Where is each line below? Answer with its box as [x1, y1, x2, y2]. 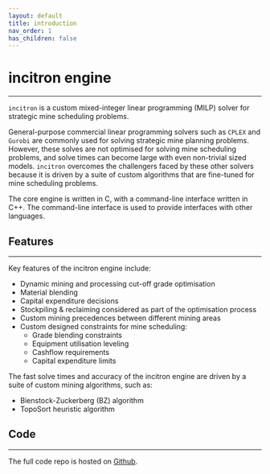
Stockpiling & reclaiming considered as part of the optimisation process [19, 305, 257, 314]
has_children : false [8, 34, 78, 43]
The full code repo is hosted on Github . [8, 456, 138, 466]
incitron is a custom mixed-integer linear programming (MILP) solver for [8, 103, 250, 113]
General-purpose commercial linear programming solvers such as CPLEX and [8, 127, 261, 137]
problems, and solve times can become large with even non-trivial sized [8, 153, 247, 163]
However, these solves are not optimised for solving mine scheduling [8, 144, 237, 154]
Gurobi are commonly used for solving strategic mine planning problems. [8, 136, 249, 146]
